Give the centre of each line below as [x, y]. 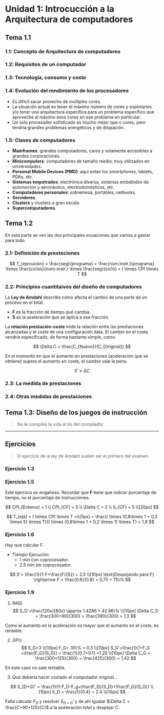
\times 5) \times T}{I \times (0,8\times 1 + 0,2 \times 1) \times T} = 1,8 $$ [82, 522]
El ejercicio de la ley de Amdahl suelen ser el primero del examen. [83, 456]
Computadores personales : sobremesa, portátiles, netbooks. [74, 192]
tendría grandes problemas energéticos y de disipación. [68, 127]
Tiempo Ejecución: [31, 554]
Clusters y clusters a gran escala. [46, 203]
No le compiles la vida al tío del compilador [60, 424]
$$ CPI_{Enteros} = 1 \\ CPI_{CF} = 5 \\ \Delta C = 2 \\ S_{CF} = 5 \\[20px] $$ [82, 507]
